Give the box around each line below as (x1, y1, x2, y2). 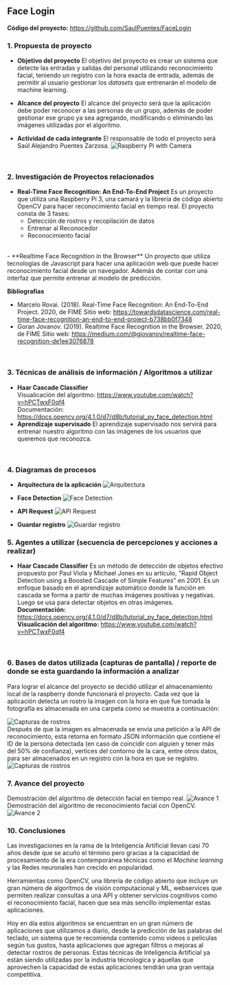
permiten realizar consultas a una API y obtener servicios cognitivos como (7, 892, 218, 900)
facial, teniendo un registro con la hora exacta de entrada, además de (16, 71, 214, 80)
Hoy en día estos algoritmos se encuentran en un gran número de (7, 919, 194, 927)
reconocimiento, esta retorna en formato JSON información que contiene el (7, 732, 221, 740)
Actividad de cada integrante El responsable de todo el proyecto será (16, 134, 216, 143)
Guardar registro (16, 520, 66, 529)
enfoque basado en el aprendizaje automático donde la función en (16, 584, 205, 592)
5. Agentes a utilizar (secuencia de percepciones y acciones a (7, 538, 218, 547)
